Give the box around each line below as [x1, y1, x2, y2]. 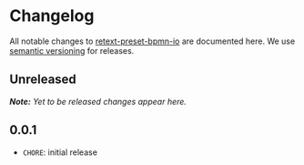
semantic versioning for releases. [9, 45, 135, 56]
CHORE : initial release [22, 147, 98, 158]
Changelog [9, 5, 95, 26]
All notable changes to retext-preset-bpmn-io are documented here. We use [9, 36, 296, 46]
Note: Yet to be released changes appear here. [9, 96, 187, 107]
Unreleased [9, 72, 77, 88]
